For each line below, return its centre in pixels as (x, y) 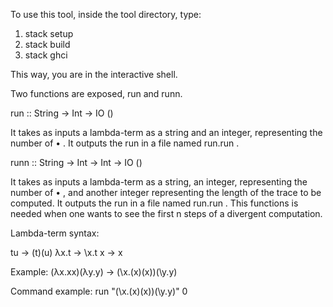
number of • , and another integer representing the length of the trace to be (166, 192)
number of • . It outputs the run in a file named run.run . (125, 143)
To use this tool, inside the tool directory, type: (106, 14)
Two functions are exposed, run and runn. (96, 93)
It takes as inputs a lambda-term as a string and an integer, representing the (166, 132)
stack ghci (46, 55)
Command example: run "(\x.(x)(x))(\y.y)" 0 (99, 291)
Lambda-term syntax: (55, 233)
